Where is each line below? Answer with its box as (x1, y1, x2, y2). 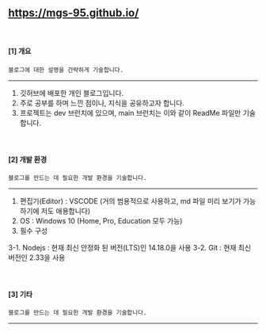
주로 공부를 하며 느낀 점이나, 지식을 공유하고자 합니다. (19, 98, 184, 108)
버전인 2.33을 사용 (8, 253, 66, 262)
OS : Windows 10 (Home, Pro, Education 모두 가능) (19, 216, 183, 226)
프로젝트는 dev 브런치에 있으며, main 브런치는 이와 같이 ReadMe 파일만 (19, 109, 241, 118)
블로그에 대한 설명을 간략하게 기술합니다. (8, 67, 124, 74)
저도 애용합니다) (40, 206, 91, 216)
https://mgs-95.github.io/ (8, 6, 139, 20)
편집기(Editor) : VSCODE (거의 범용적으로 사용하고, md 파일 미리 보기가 (19, 197, 241, 206)
